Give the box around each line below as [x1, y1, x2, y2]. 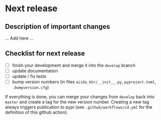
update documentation [12, 68, 58, 74]
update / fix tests [12, 73, 46, 79]
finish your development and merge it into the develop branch [12, 62, 136, 68]
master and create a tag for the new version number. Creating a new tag [5, 99, 149, 105]
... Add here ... [5, 35, 34, 41]
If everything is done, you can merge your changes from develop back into [5, 94, 155, 100]
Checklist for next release [5, 49, 85, 58]
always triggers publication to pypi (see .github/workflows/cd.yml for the [5, 104, 153, 110]
